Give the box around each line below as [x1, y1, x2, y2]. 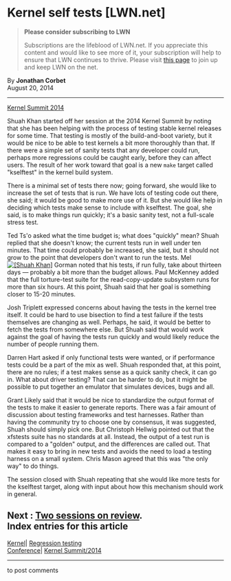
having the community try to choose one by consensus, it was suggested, [7, 418, 217, 426]
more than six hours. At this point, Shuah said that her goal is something [7, 283, 211, 291]
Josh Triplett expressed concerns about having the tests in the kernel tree [7, 303, 217, 312]
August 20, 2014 [7, 83, 54, 92]
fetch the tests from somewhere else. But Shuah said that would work [7, 325, 204, 334]
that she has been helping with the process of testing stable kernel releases [7, 124, 222, 132]
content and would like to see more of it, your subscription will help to [23, 48, 221, 57]
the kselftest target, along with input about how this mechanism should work [7, 482, 223, 491]
